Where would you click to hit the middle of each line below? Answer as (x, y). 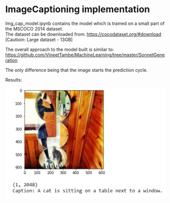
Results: (14, 80)
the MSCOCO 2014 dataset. (34, 28)
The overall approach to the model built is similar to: (60, 49)
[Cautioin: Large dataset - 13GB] (39, 40)
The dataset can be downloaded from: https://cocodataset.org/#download (83, 34)
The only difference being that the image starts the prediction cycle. (77, 70)
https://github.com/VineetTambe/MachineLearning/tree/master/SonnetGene (85, 55)
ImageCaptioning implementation (78, 9)
